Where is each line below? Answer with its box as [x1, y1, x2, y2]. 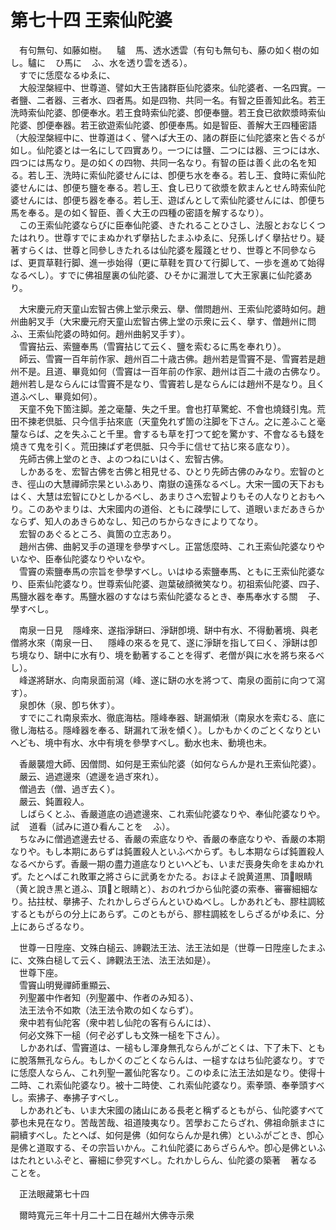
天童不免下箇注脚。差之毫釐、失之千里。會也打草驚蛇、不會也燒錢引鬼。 [18, 402, 317, 415]
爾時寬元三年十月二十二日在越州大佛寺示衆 [18, 1209, 195, 1221]
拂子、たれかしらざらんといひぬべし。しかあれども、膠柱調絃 [71, 895, 326, 907]
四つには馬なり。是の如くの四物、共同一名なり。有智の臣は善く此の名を [10, 156, 308, 168]
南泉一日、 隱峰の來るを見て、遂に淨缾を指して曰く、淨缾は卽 [53, 636, 318, 648]
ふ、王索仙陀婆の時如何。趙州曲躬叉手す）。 [10, 327, 190, 340]
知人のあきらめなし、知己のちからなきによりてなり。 [44, 515, 264, 527]
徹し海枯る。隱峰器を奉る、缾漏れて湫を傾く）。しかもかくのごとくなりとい [10, 724, 322, 736]
